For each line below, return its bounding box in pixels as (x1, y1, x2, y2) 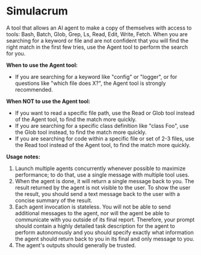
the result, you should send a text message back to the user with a (14, 190, 181, 197)
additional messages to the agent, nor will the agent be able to (14, 209, 170, 216)
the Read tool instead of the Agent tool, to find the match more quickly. (14, 141, 191, 148)
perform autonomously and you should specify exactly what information (14, 228, 194, 236)
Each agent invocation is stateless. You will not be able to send (14, 203, 171, 210)
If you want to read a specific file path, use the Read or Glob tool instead (14, 109, 195, 116)
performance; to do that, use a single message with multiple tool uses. (14, 171, 190, 178)
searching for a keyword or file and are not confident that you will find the (6, 37, 189, 44)
